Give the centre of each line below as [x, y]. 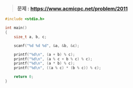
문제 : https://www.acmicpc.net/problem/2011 [72, 8]
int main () [16, 28]
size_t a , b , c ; [30, 37]
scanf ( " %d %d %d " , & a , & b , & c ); [47, 46]
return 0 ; [24, 77]
